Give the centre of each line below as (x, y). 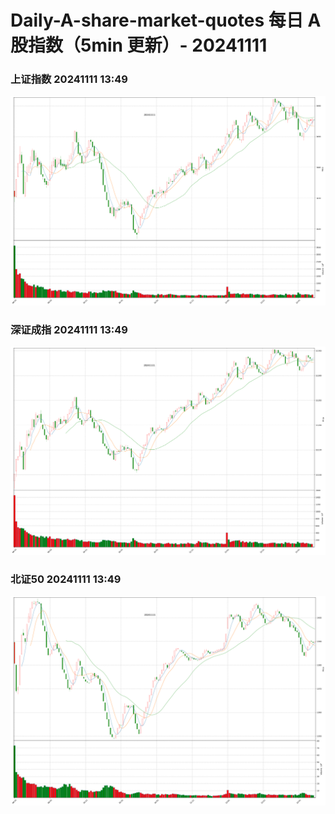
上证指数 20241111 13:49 (69, 79)
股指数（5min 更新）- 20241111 (139, 45)
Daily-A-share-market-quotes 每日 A (166, 20)
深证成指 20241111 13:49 (69, 329)
